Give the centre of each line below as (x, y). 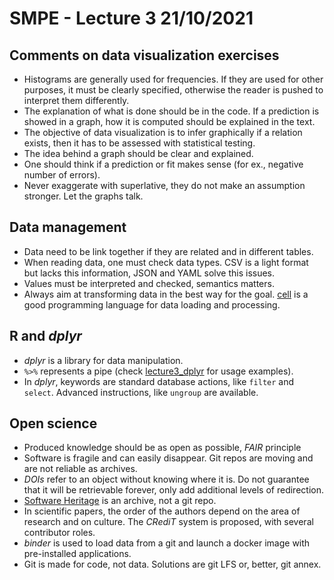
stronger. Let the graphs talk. (83, 196)
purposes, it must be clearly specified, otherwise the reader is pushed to (173, 90)
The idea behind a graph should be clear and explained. (138, 153)
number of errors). (62, 175)
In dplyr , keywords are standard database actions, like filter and (159, 381)
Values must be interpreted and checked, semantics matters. (149, 283)
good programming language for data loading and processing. (152, 304)
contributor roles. (59, 533)
